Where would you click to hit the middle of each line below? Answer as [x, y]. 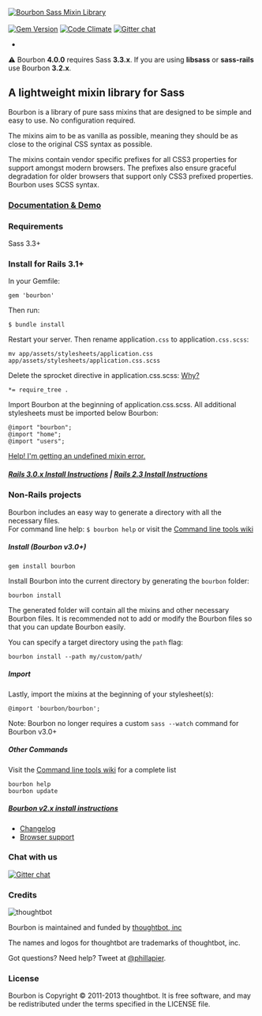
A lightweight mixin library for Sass [97, 93]
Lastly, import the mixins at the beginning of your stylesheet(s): [111, 694]
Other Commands [38, 750]
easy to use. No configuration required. [72, 120]
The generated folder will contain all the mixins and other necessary [119, 610]
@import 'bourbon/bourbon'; [54, 708]
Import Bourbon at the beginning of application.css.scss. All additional [122, 405]
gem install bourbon [42, 566]
